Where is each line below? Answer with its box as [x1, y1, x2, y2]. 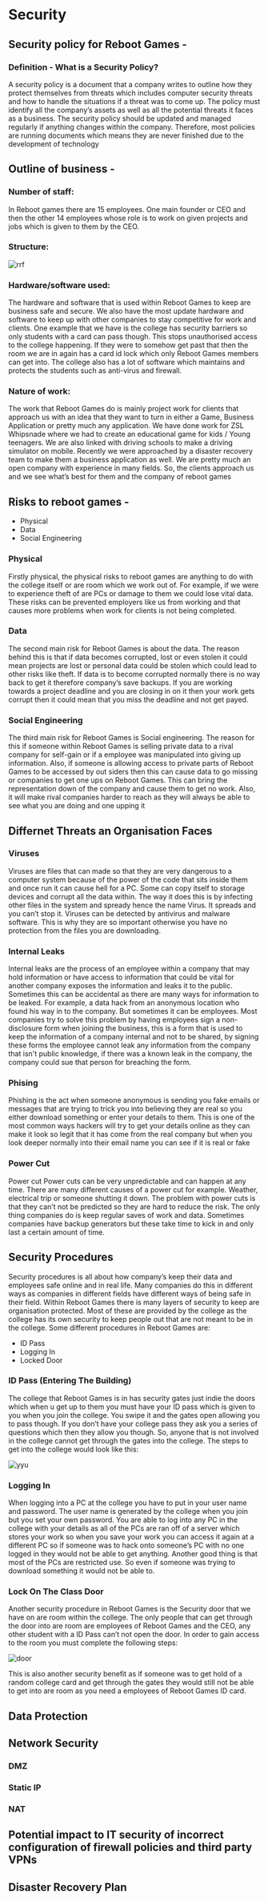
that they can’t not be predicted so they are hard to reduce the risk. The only [8, 1202, 260, 1211]
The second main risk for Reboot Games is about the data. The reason [8, 643, 240, 653]
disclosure [8, 1023, 43, 1033]
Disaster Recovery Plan [8, 1880, 127, 1894]
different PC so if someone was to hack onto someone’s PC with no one [8, 1540, 245, 1550]
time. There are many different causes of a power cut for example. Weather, [8, 1184, 258, 1194]
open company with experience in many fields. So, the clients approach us [8, 463, 254, 473]
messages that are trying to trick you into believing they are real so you [8, 1104, 242, 1114]
